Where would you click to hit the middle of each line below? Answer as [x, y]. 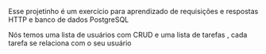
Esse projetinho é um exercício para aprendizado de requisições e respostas [133, 11]
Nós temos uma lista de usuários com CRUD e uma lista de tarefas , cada [128, 35]
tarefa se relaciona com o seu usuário [70, 43]
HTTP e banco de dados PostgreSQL [69, 20]
